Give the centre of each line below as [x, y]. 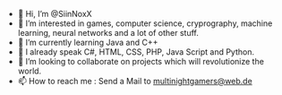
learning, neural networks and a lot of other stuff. [108, 33]
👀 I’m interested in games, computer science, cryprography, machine [145, 23]
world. [30, 71]
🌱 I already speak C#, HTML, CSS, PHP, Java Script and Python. [136, 52]
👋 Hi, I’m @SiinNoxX [55, 14]
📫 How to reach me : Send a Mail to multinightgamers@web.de [135, 81]
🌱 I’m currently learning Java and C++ [88, 42]
